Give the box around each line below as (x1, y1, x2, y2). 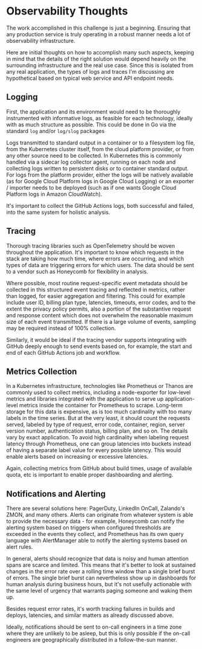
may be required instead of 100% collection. (6, 324, 116, 332)
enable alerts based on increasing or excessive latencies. (6, 453, 149, 460)
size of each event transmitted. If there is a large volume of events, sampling (6, 318, 196, 325)
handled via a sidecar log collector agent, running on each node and (6, 158, 176, 166)
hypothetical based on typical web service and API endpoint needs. (6, 74, 174, 82)
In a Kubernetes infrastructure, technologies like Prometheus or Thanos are (6, 383, 194, 390)
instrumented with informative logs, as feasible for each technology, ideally (6, 114, 193, 121)
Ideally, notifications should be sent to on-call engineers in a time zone (6, 624, 182, 631)
